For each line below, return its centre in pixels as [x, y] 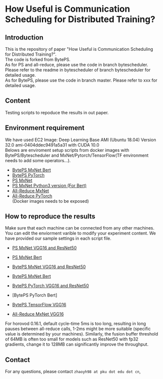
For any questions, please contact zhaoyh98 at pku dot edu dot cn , [73, 372]
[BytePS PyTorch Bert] [35, 295]
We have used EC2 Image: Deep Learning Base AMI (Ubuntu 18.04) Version [81, 140]
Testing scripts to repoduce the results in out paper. [57, 112]
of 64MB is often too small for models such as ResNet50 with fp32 [72, 339]
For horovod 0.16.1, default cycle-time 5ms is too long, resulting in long [75, 324]
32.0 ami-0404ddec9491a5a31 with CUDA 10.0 [52, 145]
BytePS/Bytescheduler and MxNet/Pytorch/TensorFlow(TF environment [77, 155]
